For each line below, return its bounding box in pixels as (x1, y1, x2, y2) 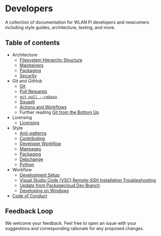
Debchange (19, 156, 43, 162)
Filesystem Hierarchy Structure (19, 57, 82, 63)
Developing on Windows (19, 187, 69, 193)
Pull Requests (19, 88, 48, 94)
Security (19, 72, 37, 79)
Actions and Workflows (19, 104, 67, 110)
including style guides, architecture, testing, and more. (5, 24, 115, 30)
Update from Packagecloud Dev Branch (19, 182, 100, 188)
